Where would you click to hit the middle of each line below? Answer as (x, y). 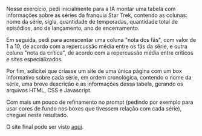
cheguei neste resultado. (37, 115)
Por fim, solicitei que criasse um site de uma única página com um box (94, 71)
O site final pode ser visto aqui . (45, 127)
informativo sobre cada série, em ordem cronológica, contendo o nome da (99, 77)
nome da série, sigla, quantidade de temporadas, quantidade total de (92, 22)
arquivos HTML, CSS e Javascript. (49, 90)
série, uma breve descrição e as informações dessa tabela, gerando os (95, 84)
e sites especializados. (35, 59)
